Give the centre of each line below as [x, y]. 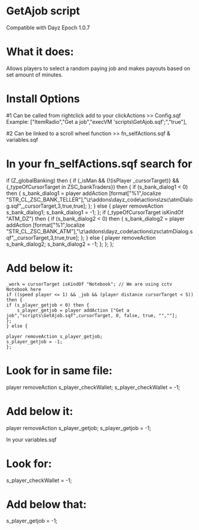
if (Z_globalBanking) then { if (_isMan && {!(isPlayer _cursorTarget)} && [93, 180]
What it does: [40, 52]
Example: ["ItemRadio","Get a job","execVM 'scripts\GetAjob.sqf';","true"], [97, 121]
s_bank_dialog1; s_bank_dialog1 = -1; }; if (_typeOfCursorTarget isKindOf [95, 212]
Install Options [43, 99]
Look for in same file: [59, 371]
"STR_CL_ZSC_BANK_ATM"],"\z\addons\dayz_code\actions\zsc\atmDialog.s [99, 231]
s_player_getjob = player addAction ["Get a [73, 310]
